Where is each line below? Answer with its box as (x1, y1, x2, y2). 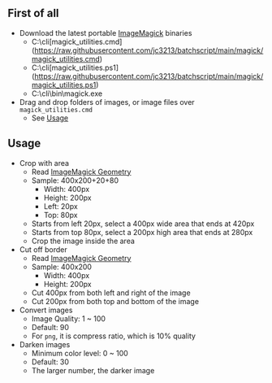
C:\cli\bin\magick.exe (31, 89, 103, 98)
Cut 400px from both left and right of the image (31, 288, 192, 298)
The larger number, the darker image (31, 365, 155, 375)
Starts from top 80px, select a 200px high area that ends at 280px (31, 227, 253, 237)
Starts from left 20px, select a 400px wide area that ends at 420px (31, 219, 255, 228)
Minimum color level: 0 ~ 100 (31, 348, 129, 358)
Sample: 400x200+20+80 (31, 175, 119, 185)
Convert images (19, 305, 73, 315)
